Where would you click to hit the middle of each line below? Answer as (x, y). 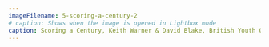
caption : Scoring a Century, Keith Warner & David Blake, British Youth (132, 30)
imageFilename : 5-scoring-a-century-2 (73, 16)
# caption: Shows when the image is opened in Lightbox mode (112, 23)
